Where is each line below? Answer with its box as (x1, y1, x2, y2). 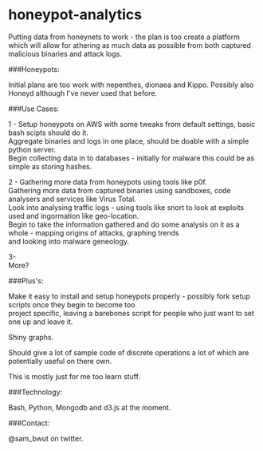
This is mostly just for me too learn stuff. (8, 371, 141, 381)
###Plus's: (8, 275, 44, 285)
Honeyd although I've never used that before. (8, 88, 158, 97)
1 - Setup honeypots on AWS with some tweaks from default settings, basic (8, 119, 256, 129)
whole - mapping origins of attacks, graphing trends (8, 227, 179, 237)
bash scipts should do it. (8, 128, 89, 137)
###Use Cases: (8, 104, 60, 113)
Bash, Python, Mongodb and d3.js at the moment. (8, 402, 171, 412)
